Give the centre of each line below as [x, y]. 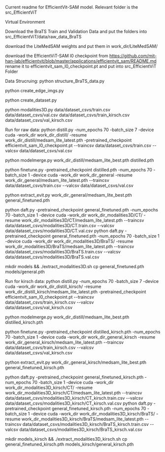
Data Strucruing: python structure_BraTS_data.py [55, 81]
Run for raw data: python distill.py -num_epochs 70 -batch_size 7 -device [80, 130]
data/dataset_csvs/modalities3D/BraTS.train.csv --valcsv [63, 252]
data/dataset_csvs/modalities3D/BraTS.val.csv [52, 257]
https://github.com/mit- [133, 56]
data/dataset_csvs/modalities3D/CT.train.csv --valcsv [60, 226]
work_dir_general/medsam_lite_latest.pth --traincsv [57, 180]
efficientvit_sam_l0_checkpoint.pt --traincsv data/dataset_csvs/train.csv [78, 145]
